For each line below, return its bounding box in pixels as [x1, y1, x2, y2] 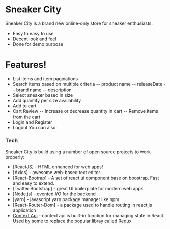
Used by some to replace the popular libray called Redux [12, 218, 132, 224]
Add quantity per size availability [12, 97, 81, 103]
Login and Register [12, 119, 52, 125]
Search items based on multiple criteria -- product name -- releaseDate [12, 81, 163, 87]
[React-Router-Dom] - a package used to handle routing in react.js [12, 202, 152, 208]
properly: [5, 154, 24, 160]
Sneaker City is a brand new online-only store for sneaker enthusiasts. [5, 20, 153, 26]
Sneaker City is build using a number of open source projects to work [5, 149, 151, 155]
